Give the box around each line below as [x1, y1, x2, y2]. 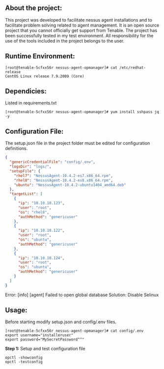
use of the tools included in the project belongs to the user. [5, 38, 125, 44]
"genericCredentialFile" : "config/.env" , [9, 160, 96, 165]
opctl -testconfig [5, 360, 43, 365]
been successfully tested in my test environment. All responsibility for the [5, 32, 154, 38]
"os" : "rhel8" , [18, 210, 50, 215]
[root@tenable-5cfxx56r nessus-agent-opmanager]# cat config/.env [5, 329, 144, 334]
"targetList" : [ [9, 192, 43, 197]
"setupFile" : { [9, 169, 41, 173]
